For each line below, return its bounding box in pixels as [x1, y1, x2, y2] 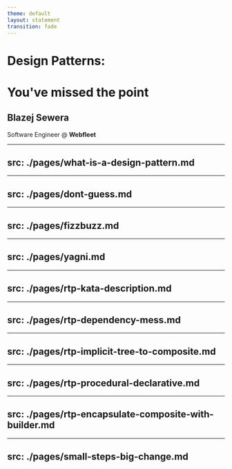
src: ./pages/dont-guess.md [7, 188, 133, 200]
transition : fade [7, 23, 57, 30]
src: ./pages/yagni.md [7, 251, 106, 263]
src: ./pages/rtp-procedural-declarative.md [7, 377, 200, 389]
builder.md [7, 419, 55, 431]
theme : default [7, 10, 51, 17]
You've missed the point [7, 84, 149, 100]
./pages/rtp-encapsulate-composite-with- [26, 409, 214, 421]
